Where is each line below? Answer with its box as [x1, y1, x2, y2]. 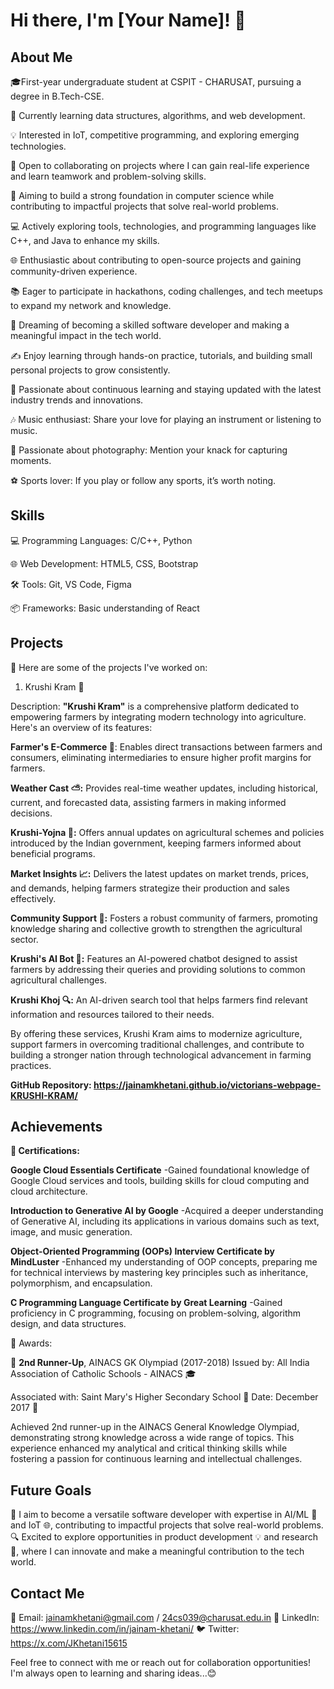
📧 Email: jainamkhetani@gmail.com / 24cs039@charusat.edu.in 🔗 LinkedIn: [10, 1612, 320, 1624]
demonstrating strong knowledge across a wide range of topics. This [10, 1432, 295, 1444]
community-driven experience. [10, 265, 138, 277]
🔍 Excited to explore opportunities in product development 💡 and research [10, 1531, 319, 1543]
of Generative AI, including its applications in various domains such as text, [10, 1215, 320, 1228]
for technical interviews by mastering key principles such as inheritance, [10, 1267, 309, 1279]
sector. [10, 933, 39, 945]
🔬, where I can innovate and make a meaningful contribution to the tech [10, 1545, 305, 1558]
